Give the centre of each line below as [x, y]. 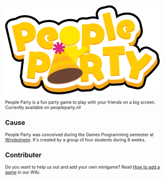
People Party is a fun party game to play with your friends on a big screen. [80, 102]
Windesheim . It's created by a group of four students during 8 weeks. [75, 139]
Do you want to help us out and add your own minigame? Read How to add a [82, 167]
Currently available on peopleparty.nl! [43, 107]
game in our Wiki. [23, 172]
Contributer [23, 155]
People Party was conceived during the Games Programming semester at [79, 135]
